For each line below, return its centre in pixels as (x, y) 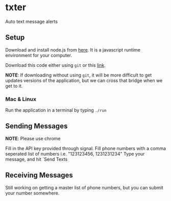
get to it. (14, 86)
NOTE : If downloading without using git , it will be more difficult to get (79, 75)
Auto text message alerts (31, 21)
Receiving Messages (39, 175)
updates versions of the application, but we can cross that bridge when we (84, 80)
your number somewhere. (32, 193)
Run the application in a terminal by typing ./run (56, 110)
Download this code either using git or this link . (55, 65)
